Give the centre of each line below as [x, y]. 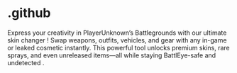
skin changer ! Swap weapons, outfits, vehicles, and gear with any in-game [117, 40]
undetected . [26, 62]
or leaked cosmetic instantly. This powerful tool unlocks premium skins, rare [119, 47]
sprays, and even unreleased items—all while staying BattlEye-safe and [112, 55]
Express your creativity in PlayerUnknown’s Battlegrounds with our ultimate [117, 33]
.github [29, 13]
